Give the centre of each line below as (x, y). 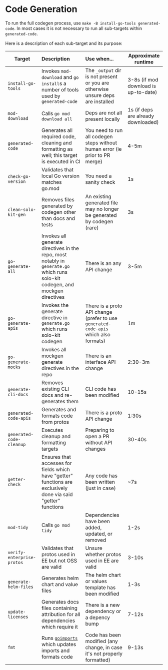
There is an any (103, 263)
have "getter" (57, 476)
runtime (144, 62)
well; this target (59, 155)
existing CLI (55, 389)
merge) (94, 161)
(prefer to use (101, 318)
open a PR (97, 436)
